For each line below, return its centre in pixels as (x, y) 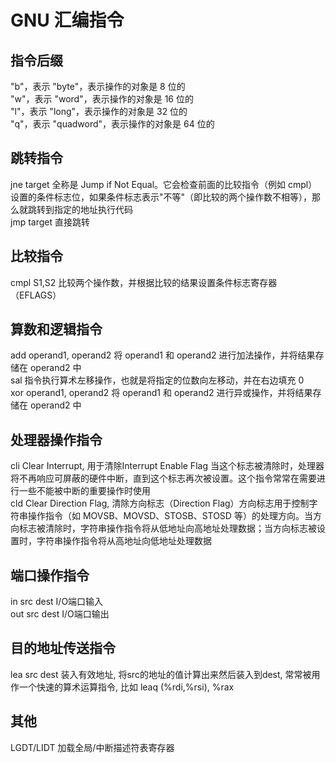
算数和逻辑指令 (56, 329)
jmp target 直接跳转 (50, 222)
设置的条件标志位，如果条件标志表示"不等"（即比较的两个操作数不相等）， (161, 197)
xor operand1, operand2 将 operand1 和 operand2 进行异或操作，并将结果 (161, 393)
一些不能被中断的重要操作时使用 (84, 491)
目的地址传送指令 (63, 648)
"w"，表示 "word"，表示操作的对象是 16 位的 (102, 99)
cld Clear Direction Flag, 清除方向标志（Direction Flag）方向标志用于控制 (160, 503)
